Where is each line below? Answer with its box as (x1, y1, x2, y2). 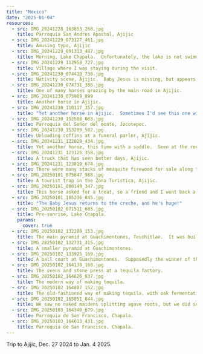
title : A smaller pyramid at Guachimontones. (17, 245, 134, 251)
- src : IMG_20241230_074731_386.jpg (11, 82, 104, 88)
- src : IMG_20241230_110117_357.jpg (11, 104, 104, 111)
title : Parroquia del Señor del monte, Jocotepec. (17, 122, 147, 128)
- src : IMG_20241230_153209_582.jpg (11, 127, 104, 133)
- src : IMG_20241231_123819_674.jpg (11, 161, 104, 167)
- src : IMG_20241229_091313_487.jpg (11, 48, 104, 54)
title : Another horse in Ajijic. (17, 99, 101, 105)
